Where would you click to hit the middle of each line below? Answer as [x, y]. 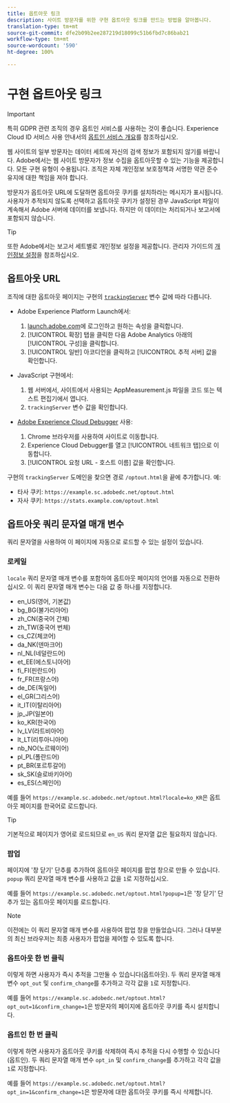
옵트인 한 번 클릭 [32, 1035]
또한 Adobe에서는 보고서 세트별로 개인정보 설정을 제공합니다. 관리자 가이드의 [110, 246]
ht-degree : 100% [30, 52]
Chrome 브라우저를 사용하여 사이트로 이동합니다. [93, 437]
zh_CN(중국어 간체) [43, 618]
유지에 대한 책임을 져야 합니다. [48, 178]
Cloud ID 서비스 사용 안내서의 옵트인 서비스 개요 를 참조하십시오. [93, 137]
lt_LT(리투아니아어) [43, 739]
